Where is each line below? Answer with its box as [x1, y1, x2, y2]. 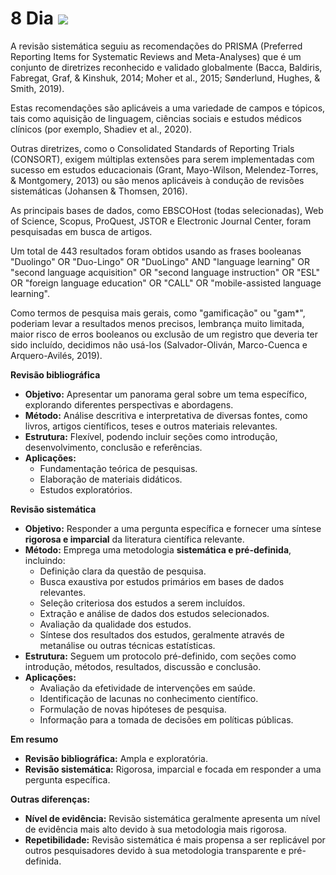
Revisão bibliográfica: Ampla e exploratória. [24, 752, 208, 764]
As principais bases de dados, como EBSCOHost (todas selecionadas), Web [10, 204, 324, 216]
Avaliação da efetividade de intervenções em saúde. [39, 682, 256, 694]
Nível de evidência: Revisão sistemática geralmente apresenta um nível [24, 812, 321, 824]
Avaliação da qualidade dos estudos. [39, 618, 192, 630]
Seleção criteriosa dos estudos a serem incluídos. [39, 597, 246, 609]
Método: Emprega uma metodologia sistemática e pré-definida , [24, 543, 292, 556]
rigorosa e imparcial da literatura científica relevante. [24, 533, 245, 545]
